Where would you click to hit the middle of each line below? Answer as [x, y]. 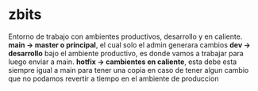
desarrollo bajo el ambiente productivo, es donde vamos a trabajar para [126, 53]
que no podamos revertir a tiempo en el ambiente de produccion [114, 78]
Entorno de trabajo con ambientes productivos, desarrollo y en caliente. [125, 36]
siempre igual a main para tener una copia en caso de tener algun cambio [129, 70]
